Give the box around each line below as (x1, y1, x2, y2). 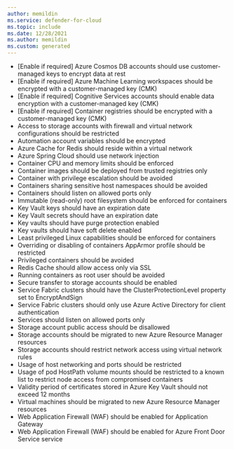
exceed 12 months (17, 390, 71, 398)
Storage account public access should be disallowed (17, 323, 170, 331)
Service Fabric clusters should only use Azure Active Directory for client (17, 301, 226, 309)
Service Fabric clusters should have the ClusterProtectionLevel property (17, 286, 226, 294)
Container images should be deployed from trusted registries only (17, 166, 208, 175)
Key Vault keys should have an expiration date (17, 204, 151, 212)
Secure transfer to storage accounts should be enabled (17, 279, 177, 286)
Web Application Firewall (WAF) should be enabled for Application (17, 413, 208, 421)
